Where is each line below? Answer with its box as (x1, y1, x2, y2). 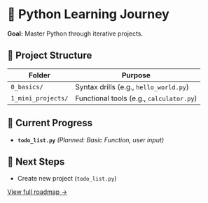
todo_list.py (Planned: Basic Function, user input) (17, 135, 165, 144)
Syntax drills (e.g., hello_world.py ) (74, 82, 189, 91)
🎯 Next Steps (7, 156, 65, 167)
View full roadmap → (7, 188, 68, 196)
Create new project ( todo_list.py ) (17, 174, 117, 183)
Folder (28, 70, 51, 80)
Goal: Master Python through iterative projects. (7, 29, 144, 38)
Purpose (121, 70, 151, 80)
